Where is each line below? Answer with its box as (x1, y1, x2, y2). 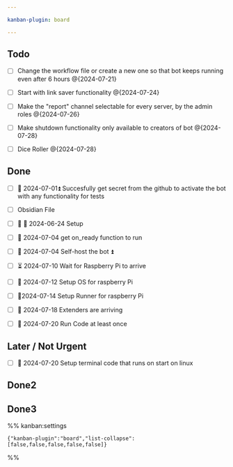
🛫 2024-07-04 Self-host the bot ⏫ (17, 247, 114, 255)
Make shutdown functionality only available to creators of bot (17, 123, 193, 132)
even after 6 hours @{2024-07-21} (17, 75, 117, 83)
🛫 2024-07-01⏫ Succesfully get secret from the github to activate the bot (17, 184, 226, 192)
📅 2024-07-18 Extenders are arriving (17, 306, 123, 314)
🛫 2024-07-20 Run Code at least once (17, 320, 127, 328)
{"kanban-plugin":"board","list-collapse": (7, 435, 136, 443)
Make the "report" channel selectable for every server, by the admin (17, 102, 213, 110)
